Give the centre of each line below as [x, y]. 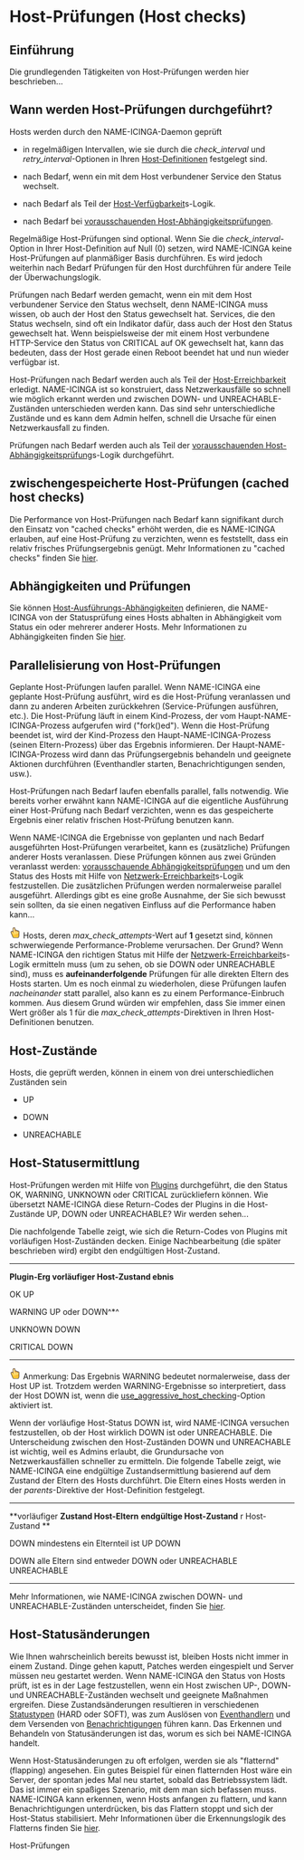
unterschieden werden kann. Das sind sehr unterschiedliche [163, 408]
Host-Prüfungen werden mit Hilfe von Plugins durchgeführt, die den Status [148, 1184]
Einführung [42, 50]
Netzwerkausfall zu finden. [60, 427]
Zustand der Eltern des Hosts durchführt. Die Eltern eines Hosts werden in [148, 1480]
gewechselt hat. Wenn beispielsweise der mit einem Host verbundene [139, 333]
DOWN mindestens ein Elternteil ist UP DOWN [95, 1543]
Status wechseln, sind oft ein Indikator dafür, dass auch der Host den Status [151, 323]
